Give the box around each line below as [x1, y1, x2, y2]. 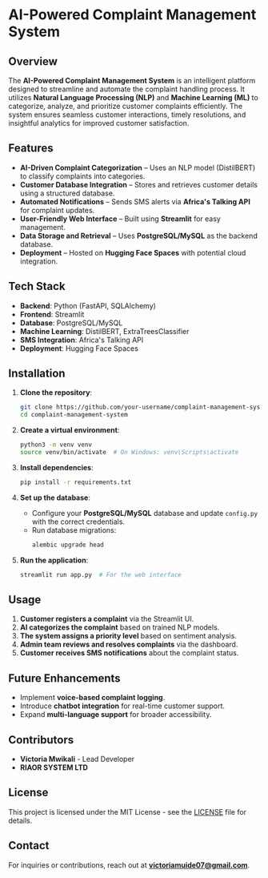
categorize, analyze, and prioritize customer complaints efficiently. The [8, 102, 242, 111]
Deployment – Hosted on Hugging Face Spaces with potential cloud [19, 248, 246, 257]
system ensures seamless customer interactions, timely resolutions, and [8, 110, 246, 119]
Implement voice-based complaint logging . [19, 693, 166, 703]
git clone [19, 403, 54, 412]
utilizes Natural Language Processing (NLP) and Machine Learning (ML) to [8, 93, 258, 102]
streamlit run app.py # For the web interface [19, 570, 182, 578]
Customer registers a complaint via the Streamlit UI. [19, 614, 194, 624]
